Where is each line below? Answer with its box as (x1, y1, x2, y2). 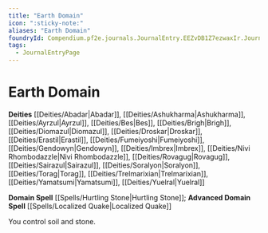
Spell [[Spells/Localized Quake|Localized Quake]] (8, 201, 172, 211)
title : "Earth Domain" (8, 11, 84, 20)
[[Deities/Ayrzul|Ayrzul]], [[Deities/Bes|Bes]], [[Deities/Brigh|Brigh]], (8, 117, 232, 128)
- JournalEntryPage (15, 49, 81, 57)
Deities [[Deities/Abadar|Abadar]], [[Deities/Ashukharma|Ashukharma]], (8, 109, 246, 119)
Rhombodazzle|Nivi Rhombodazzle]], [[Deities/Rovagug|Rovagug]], (8, 152, 230, 161)
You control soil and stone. (8, 216, 96, 226)
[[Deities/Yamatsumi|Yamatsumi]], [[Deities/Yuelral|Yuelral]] (8, 177, 205, 187)
